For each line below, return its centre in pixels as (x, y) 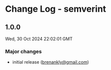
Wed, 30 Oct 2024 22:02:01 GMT (39, 39)
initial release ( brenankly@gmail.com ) (51, 62)
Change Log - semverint (56, 9)
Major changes (23, 51)
